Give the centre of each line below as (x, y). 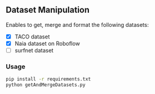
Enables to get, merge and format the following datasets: (77, 24)
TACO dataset (32, 37)
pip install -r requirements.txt (48, 79)
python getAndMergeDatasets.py (46, 85)
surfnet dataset (34, 50)
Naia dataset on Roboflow (47, 43)
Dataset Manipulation (48, 10)
